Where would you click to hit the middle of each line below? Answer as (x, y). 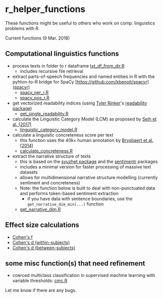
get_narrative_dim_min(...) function (65, 204)
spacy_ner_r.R (34, 92)
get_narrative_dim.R (40, 209)
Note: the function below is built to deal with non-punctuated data (87, 188)
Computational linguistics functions (62, 54)
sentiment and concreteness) (50, 182)
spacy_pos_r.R (35, 97)
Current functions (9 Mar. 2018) (38, 38)
